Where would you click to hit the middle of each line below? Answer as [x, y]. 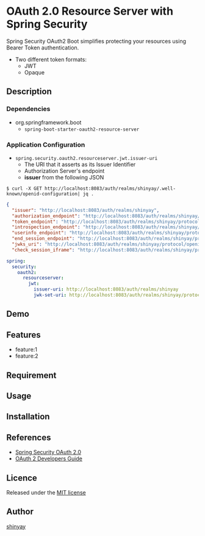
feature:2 [27, 356]
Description [29, 92]
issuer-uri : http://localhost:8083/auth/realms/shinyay [106, 289]
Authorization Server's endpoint [64, 171]
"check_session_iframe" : [43, 250]
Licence [22, 478]
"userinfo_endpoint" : [39, 233]
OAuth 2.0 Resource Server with [90, 11]
